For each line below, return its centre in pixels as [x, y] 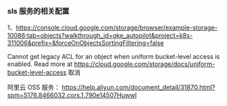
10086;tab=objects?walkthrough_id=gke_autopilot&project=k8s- [100, 36]
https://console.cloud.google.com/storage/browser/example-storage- [117, 28]
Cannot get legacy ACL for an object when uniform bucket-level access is [113, 57]
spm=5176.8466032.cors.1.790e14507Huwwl [72, 95]
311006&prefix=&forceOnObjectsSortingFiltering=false [86, 43]
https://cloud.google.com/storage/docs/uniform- [144, 64]
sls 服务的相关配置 [39, 11]
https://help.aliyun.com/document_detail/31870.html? [139, 87]
